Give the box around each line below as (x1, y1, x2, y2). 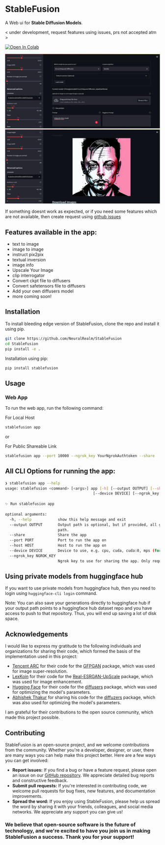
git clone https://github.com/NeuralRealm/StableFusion (5, 336, 122, 341)
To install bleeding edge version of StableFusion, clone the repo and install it (5, 321, 160, 326)
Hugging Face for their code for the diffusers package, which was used (12, 684, 157, 690)
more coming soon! (12, 293, 52, 299)
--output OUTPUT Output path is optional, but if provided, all (9, 522, 157, 527)
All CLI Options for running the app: (5, 467, 115, 476)
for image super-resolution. (12, 668, 68, 674)
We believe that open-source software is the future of (5, 821, 136, 828)
